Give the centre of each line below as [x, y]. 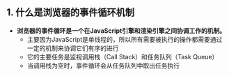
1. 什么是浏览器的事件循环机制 [71, 13]
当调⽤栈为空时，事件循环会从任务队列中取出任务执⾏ [103, 66]
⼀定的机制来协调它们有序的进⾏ [73, 48]
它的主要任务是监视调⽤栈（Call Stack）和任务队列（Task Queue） [123, 56]
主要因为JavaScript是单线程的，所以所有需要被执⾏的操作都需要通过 [125, 39]
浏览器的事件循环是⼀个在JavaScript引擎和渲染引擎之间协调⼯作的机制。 [121, 31]
